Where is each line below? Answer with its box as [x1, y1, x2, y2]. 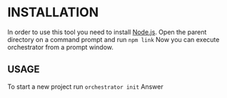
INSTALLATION [7, 4, 99, 21]
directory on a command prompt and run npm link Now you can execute [7, 35, 220, 43]
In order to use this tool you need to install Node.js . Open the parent [7, 28, 207, 36]
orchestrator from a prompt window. [7, 43, 114, 51]
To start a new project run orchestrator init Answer [7, 82, 163, 91]
